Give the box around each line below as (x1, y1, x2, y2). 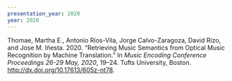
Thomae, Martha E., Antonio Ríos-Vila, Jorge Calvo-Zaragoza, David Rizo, (7, 36, 221, 44)
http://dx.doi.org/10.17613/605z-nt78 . (7, 66, 115, 74)
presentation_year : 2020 (7, 10, 80, 17)
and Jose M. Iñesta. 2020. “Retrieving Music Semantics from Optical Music (7, 43, 226, 52)
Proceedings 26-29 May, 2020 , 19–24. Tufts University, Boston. (7, 58, 192, 66)
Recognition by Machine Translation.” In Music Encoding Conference (7, 50, 207, 59)
